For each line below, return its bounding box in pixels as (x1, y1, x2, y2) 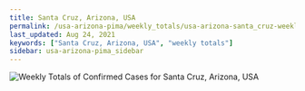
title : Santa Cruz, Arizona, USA (9, 13, 136, 23)
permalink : (9, 22, 51, 31)
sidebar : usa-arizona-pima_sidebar (9, 47, 144, 56)
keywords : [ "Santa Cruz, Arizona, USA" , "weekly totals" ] (9, 38, 233, 48)
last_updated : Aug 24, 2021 (9, 30, 116, 39)
